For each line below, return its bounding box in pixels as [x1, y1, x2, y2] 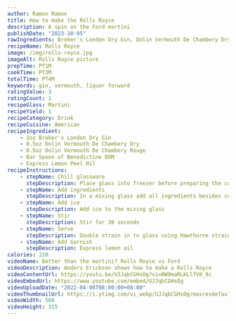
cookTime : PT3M [7, 69, 52, 76]
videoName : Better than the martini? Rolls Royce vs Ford [7, 258, 181, 265]
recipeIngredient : [7, 128, 61, 135]
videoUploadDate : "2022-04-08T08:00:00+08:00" [7, 284, 146, 291]
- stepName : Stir [20, 212, 71, 219]
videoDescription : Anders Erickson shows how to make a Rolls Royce [7, 264, 212, 271]
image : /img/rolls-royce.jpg [7, 50, 93, 57]
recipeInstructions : [7, 166, 68, 174]
